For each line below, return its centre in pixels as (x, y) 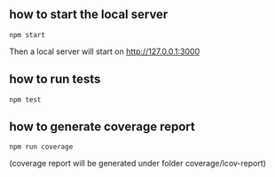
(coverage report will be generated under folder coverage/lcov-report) (137, 164)
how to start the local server (89, 15)
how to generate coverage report (102, 127)
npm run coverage (41, 147)
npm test (25, 100)
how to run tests (55, 79)
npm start (27, 35)
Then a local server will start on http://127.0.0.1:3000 (105, 51)
